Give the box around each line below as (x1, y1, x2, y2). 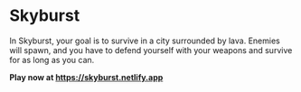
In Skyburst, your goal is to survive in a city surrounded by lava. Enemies (9, 35, 280, 46)
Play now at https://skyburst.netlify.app (9, 71, 164, 82)
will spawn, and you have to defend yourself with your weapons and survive (9, 44, 293, 55)
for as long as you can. (9, 54, 95, 65)
